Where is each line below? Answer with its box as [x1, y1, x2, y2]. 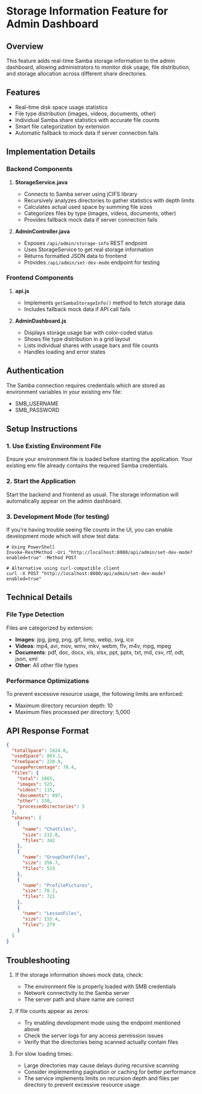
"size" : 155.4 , [22, 916, 61, 922]
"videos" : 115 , [17, 787, 55, 793]
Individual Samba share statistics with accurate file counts [14, 116, 160, 123]
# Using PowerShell [6, 544, 55, 550]
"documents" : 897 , [17, 793, 63, 799]
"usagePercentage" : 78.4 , [11, 764, 77, 771]
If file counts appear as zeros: [14, 1008, 89, 1014]
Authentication [6, 365, 65, 376]
